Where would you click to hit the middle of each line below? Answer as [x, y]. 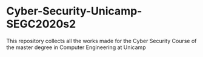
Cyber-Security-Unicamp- [74, 11]
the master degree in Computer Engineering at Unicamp [76, 47]
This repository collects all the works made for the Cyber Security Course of [101, 41]
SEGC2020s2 [41, 24]
